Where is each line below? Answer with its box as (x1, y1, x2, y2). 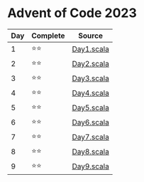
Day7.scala (72, 132, 110, 142)
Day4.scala (72, 88, 110, 98)
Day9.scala (72, 161, 110, 171)
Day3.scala (72, 73, 110, 83)
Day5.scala (72, 103, 110, 113)
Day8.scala (72, 147, 110, 157)
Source (77, 31, 104, 41)
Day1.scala (72, 44, 110, 54)
